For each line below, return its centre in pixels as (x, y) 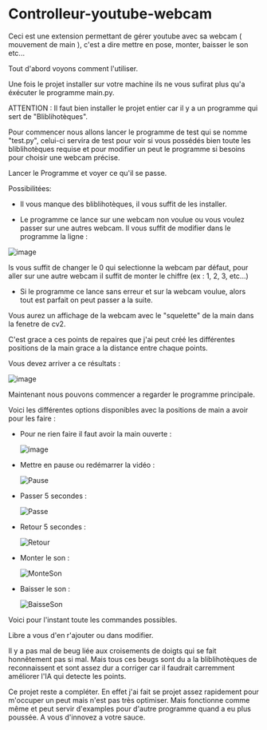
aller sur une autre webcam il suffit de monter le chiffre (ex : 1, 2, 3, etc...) (128, 276)
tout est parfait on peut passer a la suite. (86, 300)
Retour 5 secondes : (53, 527)
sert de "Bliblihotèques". (48, 116)
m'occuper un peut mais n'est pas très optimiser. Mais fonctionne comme (129, 700)
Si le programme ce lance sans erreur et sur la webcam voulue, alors (133, 291)
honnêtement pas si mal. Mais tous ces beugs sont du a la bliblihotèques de (133, 659)
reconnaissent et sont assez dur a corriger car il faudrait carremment (122, 668)
